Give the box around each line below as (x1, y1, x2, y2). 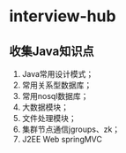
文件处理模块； (21, 113, 77, 123)
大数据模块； (21, 102, 69, 112)
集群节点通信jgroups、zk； (21, 124, 121, 134)
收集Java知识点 (9, 43, 94, 58)
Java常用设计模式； (21, 69, 94, 79)
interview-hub (9, 6, 116, 27)
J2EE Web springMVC (21, 134, 103, 144)
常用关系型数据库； (21, 80, 93, 90)
